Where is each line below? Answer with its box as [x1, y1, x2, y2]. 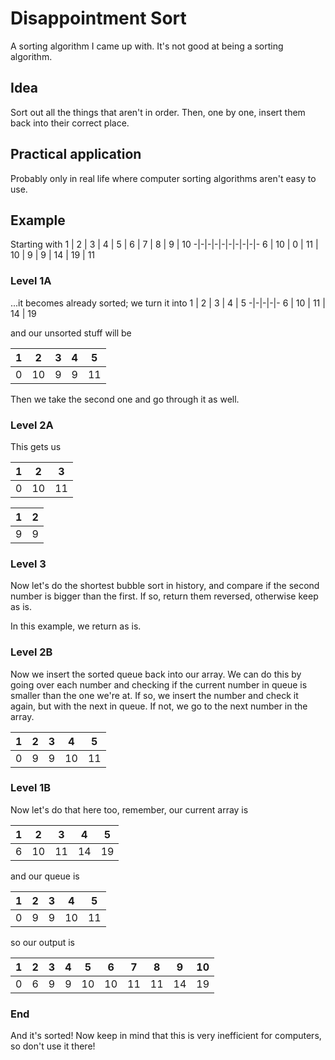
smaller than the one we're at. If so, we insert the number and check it [10, 689, 299, 701]
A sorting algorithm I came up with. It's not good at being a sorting [10, 40, 284, 52]
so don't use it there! [10, 1040, 96, 1052]
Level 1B [10, 781, 52, 795]
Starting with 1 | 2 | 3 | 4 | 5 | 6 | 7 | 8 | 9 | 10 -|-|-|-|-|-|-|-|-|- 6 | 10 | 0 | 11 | [10, 238, 319, 251]
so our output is [10, 936, 76, 948]
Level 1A [10, 274, 52, 288]
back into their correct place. [10, 117, 130, 129]
